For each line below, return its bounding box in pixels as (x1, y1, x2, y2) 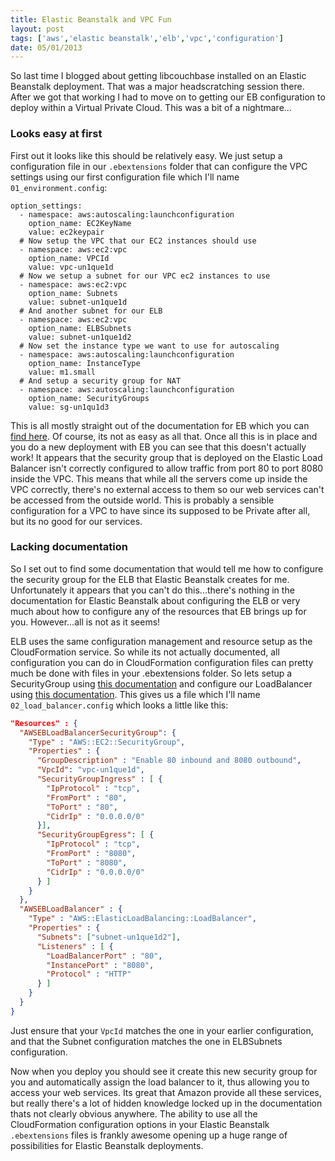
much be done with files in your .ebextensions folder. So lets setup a (10, 667, 293, 679)
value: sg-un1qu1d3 (28, 402, 110, 412)
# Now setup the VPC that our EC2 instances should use (19, 236, 257, 246)
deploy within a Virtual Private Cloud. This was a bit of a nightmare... (10, 102, 292, 114)
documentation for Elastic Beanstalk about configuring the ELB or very (10, 594, 301, 606)
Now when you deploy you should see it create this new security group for (10, 1065, 318, 1077)
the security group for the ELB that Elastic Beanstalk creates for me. (10, 573, 290, 585)
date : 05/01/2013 (10, 42, 83, 53)
